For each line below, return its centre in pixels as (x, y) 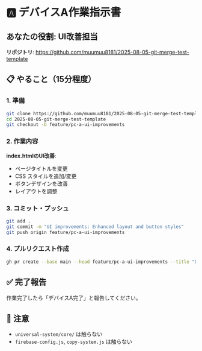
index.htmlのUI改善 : (31, 156)
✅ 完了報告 (26, 282)
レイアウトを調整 (36, 191)
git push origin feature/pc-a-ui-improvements (66, 232)
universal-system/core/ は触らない (59, 334)
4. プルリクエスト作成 (38, 249)
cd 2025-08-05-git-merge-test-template (56, 119)
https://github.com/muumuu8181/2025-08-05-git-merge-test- (112, 52)
